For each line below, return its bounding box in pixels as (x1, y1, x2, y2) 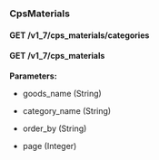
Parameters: (9, 71, 57, 81)
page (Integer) (22, 140, 77, 151)
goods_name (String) (22, 88, 102, 99)
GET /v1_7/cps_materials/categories (9, 30, 150, 41)
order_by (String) (22, 123, 87, 134)
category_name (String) (22, 105, 112, 116)
